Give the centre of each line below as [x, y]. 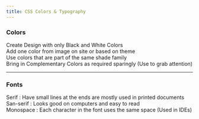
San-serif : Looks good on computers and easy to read [73, 104]
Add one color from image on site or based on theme [71, 51]
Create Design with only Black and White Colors [65, 45]
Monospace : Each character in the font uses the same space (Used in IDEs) [99, 110]
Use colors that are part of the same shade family [67, 57]
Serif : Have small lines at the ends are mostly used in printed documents [95, 97]
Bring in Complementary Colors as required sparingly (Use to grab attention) [99, 64]
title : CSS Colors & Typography [46, 11]
